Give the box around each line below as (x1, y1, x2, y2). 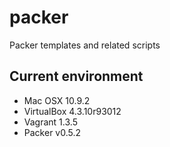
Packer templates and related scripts (9, 39, 161, 51)
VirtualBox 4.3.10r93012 (23, 105, 122, 117)
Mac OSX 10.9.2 (23, 94, 91, 106)
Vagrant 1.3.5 (23, 116, 78, 128)
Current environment (9, 68, 144, 85)
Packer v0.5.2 (23, 126, 82, 138)
